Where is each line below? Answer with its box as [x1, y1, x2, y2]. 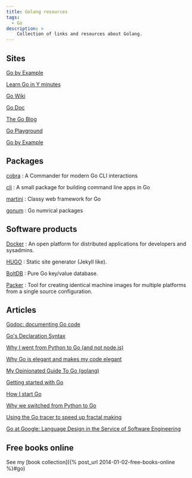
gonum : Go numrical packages [6, 207, 83, 214]
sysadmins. [6, 246, 35, 253]
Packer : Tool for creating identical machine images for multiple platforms [6, 281, 187, 288]
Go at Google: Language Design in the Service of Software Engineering [6, 425, 181, 432]
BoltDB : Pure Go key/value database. [6, 270, 98, 277]
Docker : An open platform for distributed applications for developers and [6, 240, 187, 247]
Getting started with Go [6, 379, 64, 386]
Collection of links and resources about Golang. [17, 31, 143, 37]
